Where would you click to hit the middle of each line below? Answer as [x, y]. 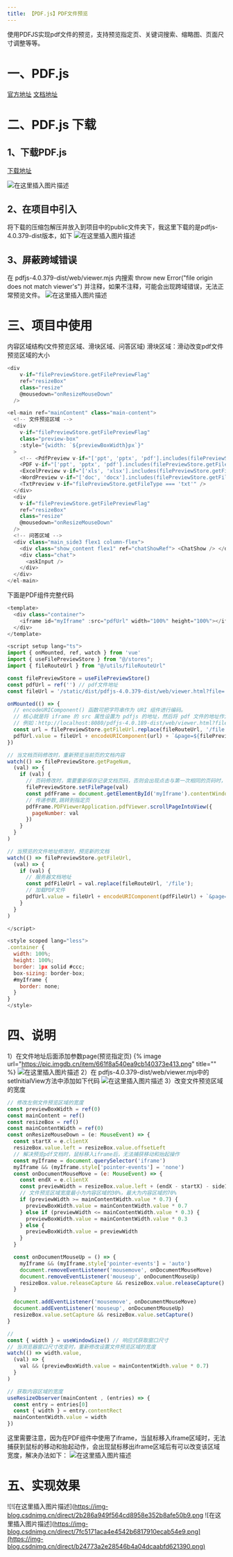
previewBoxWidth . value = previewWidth [81, 1232]
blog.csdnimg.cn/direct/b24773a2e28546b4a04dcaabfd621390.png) [106, 1546]
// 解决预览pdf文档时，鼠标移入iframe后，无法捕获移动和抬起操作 [97, 1154]
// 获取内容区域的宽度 [35, 1391]
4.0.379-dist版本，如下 [40, 236]
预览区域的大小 [28, 355]
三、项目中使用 [50, 326]
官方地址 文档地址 [32, 94]
